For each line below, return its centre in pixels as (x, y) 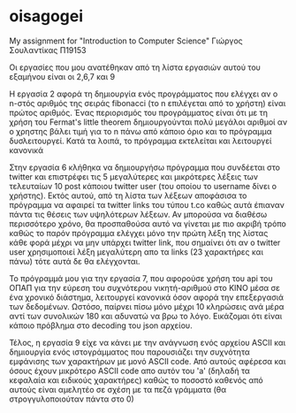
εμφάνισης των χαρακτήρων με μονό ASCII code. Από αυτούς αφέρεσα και (148, 361)
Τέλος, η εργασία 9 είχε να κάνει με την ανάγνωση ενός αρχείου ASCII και (148, 342)
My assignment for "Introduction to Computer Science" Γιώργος (126, 41)
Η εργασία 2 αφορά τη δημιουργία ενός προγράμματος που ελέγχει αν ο (144, 94)
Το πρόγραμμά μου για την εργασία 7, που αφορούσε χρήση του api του (141, 278)
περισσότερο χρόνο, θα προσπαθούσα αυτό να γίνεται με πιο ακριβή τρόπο (148, 224)
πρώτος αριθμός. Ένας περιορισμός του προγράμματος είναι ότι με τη (138, 112)
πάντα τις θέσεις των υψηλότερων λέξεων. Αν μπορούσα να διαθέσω (138, 214)
